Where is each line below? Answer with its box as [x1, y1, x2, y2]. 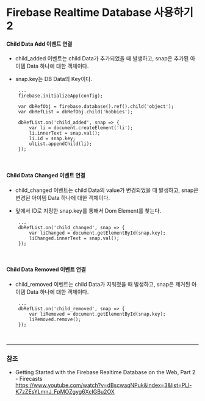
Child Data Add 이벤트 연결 [6, 40, 73, 48]
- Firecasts [15, 375, 43, 383]
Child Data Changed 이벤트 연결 [6, 171, 85, 179]
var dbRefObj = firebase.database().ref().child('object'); [18, 104, 174, 110]
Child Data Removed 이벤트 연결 [6, 266, 87, 273]
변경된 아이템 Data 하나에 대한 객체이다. [15, 194, 110, 201]
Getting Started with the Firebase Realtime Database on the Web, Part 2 [15, 369, 196, 376]
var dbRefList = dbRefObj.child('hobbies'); [18, 109, 133, 115]
